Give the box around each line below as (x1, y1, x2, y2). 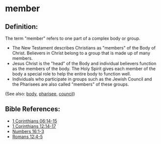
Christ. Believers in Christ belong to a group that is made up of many (12, 50, 151, 56)
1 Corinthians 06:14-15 (12, 118, 57, 124)
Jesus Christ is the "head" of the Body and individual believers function (12, 61, 157, 66)
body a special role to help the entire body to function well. (12, 71, 131, 76)
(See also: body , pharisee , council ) (5, 91, 75, 96)
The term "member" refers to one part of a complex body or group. (5, 35, 140, 41)
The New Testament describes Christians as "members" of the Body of (12, 45, 156, 50)
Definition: (5, 23, 38, 31)
